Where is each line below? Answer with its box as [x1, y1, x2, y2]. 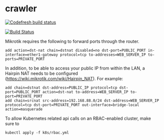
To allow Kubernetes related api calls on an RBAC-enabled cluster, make [5, 115, 151, 121]
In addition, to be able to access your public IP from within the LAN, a [5, 65, 145, 71]
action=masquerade [5, 106, 43, 111]
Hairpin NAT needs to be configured [5, 70, 79, 76]
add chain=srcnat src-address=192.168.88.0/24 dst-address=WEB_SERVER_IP [5, 98, 160, 103]
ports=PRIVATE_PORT [5, 56, 45, 62]
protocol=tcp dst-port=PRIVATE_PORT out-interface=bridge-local [5, 102, 139, 107]
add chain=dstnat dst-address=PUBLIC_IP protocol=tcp [5, 85, 118, 90]
